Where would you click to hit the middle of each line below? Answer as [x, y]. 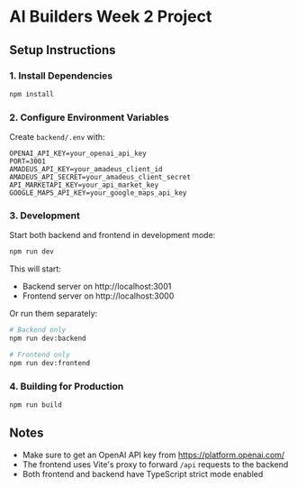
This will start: [35, 269]
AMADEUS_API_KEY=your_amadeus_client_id [86, 170]
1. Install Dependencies [61, 76]
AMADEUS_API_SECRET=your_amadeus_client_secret [100, 178]
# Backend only [38, 330]
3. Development [45, 216]
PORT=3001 [28, 161]
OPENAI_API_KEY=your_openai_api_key [78, 154]
